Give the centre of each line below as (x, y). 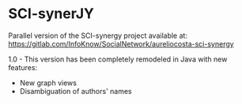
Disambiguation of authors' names (76, 91)
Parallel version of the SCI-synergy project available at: (98, 35)
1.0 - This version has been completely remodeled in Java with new (118, 59)
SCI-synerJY (51, 14)
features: (23, 67)
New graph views (48, 83)
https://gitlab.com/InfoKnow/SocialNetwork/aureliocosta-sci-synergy (121, 43)
